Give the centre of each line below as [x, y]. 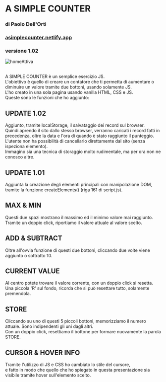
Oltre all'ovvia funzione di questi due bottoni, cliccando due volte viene [78, 250]
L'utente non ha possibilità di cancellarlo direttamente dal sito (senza [75, 141]
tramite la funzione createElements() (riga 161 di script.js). [64, 190]
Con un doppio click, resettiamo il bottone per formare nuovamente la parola [83, 332]
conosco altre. [20, 157]
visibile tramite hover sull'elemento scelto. [48, 375]
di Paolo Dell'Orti [26, 24]
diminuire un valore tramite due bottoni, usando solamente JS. [69, 87]
